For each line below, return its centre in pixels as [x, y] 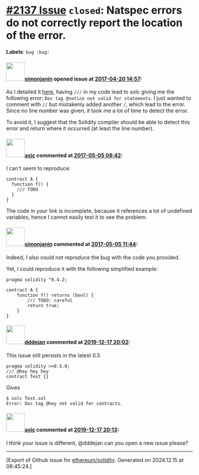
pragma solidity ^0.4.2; [37, 279]
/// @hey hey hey [28, 371]
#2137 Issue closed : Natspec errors [94, 10]
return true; [44, 305]
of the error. [36, 35]
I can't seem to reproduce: [38, 169]
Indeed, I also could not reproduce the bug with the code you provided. [93, 257]
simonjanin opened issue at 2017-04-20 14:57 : [83, 79]
